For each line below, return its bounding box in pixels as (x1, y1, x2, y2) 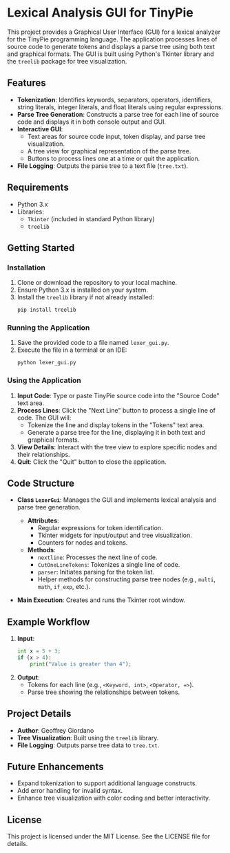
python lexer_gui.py (17, 359, 76, 366)
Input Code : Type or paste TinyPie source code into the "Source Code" (17, 391, 220, 400)
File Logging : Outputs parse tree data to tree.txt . (17, 741, 160, 749)
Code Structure (7, 477, 74, 489)
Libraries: (17, 207, 45, 216)
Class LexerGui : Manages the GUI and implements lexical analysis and (17, 496, 217, 504)
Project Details (7, 708, 72, 720)
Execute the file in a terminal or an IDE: (17, 346, 127, 354)
